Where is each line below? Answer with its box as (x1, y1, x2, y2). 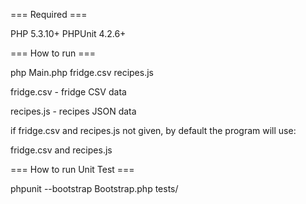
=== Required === (10, 9, 88, 20)
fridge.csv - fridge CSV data (10, 86, 127, 98)
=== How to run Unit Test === (10, 164, 135, 175)
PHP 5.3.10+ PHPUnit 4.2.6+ (10, 28, 127, 39)
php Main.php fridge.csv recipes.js (10, 67, 154, 78)
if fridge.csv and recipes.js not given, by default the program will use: (10, 125, 297, 136)
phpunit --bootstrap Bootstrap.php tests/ (10, 183, 179, 194)
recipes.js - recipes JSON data (10, 105, 137, 117)
